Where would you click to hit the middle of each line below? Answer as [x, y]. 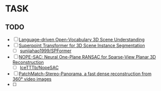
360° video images [32, 79]
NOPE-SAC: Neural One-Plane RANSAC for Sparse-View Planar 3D [87, 57]
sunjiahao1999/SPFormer [46, 51]
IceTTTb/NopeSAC [39, 68]
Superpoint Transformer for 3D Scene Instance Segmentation [82, 45]
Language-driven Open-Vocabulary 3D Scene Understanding [82, 40]
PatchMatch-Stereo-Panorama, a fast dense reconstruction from [85, 74]
